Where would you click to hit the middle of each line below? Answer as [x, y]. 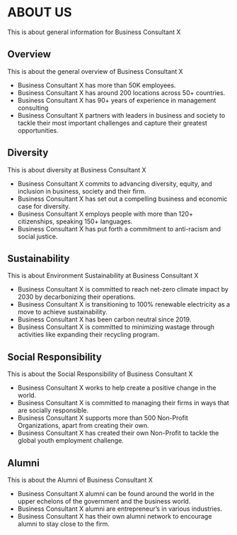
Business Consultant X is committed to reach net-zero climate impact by [123, 289]
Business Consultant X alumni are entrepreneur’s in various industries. [120, 509]
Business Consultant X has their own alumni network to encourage [115, 516]
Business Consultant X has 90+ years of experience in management [117, 100]
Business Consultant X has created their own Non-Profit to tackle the [118, 433]
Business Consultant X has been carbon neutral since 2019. [104, 319]
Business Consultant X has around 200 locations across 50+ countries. [121, 92]
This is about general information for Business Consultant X [94, 32]
